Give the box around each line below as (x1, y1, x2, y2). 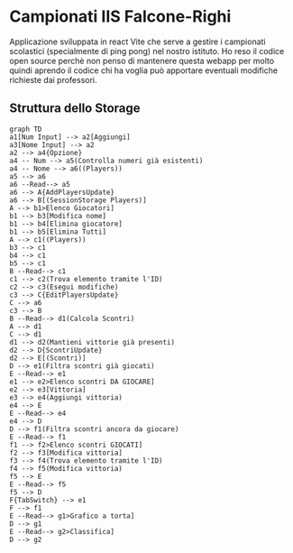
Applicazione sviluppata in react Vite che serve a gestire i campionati (9, 36, 266, 47)
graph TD (9, 124, 42, 134)
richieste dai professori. (9, 74, 97, 85)
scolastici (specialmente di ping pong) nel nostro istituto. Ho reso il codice (9, 45, 285, 56)
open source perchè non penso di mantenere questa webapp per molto (9, 55, 275, 66)
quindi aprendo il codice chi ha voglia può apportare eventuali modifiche (9, 65, 278, 76)
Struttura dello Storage (9, 101, 142, 116)
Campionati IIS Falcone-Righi (9, 6, 232, 27)
